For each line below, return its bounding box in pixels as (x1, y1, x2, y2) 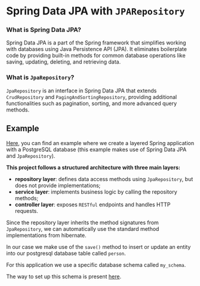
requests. (14, 207, 39, 214)
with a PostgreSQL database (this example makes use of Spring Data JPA (6, 146, 187, 153)
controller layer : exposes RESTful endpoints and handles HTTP (14, 201, 171, 208)
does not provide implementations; (14, 182, 101, 189)
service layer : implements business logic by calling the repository (14, 188, 177, 195)
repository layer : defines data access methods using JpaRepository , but (14, 175, 193, 182)
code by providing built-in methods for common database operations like (6, 52, 186, 59)
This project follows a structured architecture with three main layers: (6, 164, 181, 171)
